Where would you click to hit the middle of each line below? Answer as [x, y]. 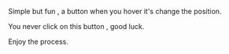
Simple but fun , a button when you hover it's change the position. [115, 11]
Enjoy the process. [38, 41]
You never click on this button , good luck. [76, 26]
